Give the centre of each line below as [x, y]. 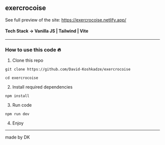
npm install [17, 96]
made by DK [18, 137]
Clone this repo [27, 60]
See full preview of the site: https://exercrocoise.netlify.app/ [66, 20]
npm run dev [17, 114]
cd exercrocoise [22, 78]
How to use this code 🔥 [33, 49]
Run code [22, 105]
